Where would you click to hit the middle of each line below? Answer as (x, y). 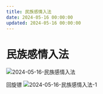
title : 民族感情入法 (29, 12)
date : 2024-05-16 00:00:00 (40, 17)
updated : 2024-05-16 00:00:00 (44, 23)
